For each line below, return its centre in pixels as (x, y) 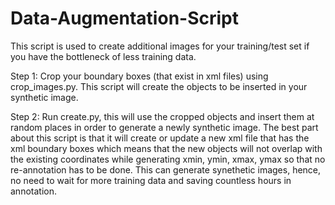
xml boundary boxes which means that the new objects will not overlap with (166, 148)
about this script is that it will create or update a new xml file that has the (160, 138)
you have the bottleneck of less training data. (103, 56)
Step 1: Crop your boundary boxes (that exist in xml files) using (139, 76)
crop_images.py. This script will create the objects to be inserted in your (159, 86)
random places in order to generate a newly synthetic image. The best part (164, 127)
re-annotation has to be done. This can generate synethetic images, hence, (166, 169)
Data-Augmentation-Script (124, 18)
